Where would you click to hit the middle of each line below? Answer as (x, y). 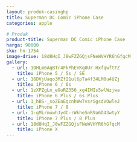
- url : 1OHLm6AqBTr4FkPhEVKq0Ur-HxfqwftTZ (66, 68)
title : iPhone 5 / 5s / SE (51, 73)
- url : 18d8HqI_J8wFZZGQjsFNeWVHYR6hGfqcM (66, 124)
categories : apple (29, 23)
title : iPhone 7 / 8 (43, 107)
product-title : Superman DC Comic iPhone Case (66, 40)
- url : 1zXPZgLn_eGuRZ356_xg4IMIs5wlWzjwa (66, 90)
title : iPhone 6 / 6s (44, 85)
